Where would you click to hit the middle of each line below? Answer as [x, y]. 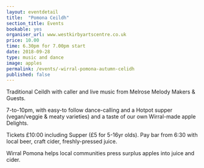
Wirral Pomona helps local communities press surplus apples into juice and [100, 153]
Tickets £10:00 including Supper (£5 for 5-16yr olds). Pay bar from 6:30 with [102, 135]
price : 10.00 [23, 40]
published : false [28, 75]
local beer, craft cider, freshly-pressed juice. [62, 142]
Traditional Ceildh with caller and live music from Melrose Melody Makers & [101, 92]
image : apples [24, 63]
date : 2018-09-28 [28, 52]
